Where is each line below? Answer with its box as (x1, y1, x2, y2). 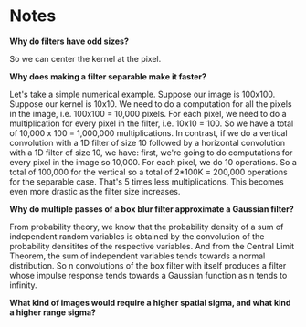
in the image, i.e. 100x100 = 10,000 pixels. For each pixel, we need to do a (9, 108, 287, 119)
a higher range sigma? (9, 307, 96, 318)
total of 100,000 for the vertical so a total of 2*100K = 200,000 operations (9, 166, 288, 177)
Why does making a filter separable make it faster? (9, 70, 207, 82)
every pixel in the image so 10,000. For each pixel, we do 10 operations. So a (9, 156, 297, 167)
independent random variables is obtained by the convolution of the (9, 230, 265, 242)
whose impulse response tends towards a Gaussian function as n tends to (9, 269, 288, 280)
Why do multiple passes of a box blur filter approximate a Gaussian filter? (9, 203, 294, 215)
